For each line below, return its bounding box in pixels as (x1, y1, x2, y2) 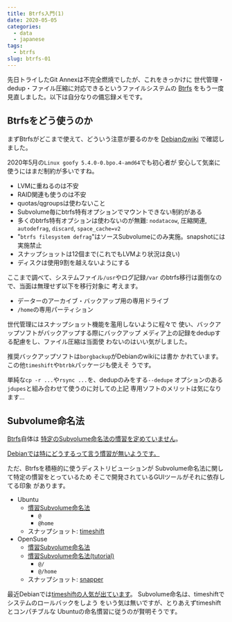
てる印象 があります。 (7, 482, 69, 490)
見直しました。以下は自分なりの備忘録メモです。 (7, 92, 147, 101)
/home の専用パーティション (17, 305, 93, 313)
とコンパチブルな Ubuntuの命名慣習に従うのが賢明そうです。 (7, 607, 181, 616)
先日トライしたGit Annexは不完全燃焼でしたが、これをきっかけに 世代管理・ (7, 75, 225, 83)
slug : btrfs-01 (7, 56, 51, 62)
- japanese (13, 36, 45, 43)
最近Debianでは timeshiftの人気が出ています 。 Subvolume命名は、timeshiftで (7, 590, 225, 598)
